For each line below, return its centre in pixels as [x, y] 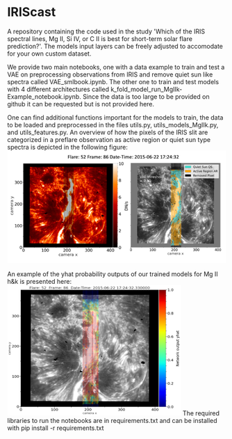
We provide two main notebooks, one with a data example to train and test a [116, 67]
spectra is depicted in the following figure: [68, 147]
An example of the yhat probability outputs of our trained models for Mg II [113, 274]
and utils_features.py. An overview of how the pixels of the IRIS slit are [108, 132]
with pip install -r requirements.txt [56, 428]
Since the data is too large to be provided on [146, 96]
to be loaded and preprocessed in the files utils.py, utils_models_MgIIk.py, [113, 125]
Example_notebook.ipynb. [44, 96]
